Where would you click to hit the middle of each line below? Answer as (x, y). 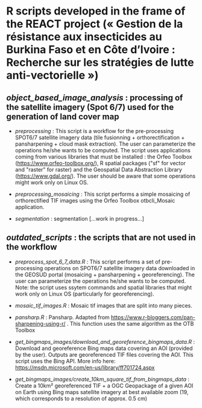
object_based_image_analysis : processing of (95, 98)
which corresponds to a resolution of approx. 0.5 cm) (81, 398)
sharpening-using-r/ (40, 323)
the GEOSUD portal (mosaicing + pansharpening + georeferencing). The (105, 274)
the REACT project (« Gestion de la (95, 24)
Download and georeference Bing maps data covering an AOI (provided (104, 348)
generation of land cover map (63, 116)
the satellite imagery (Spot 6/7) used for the (90, 107)
